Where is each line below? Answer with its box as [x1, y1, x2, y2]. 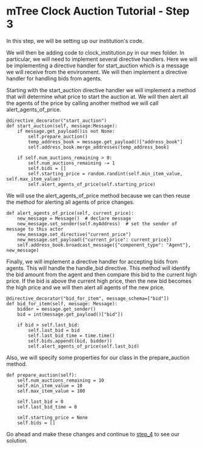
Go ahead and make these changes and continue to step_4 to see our [6, 430, 180, 437]
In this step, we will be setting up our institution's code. [6, 37, 144, 44]
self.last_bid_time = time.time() [28, 333, 115, 339]
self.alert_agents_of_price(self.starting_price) [28, 181, 156, 187]
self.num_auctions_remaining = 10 [17, 377, 104, 383]
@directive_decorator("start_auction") [6, 117, 107, 124]
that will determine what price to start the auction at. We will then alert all [6, 93, 189, 100]
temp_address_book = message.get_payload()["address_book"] [28, 138, 183, 145]
